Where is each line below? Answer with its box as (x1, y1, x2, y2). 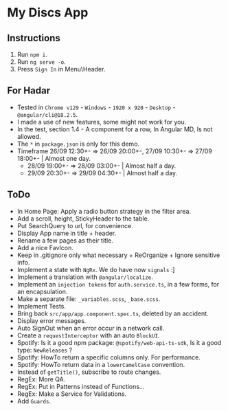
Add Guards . (16, 397, 52, 405)
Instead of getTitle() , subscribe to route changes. (16, 368, 161, 376)
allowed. (16, 132, 41, 140)
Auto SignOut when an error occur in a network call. (16, 324, 165, 332)
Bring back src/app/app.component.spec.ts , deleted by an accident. (16, 309, 209, 318)
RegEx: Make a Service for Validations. (16, 390, 127, 398)
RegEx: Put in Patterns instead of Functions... (16, 382, 145, 390)
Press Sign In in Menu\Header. (16, 65, 106, 73)
